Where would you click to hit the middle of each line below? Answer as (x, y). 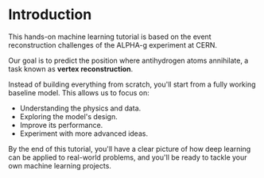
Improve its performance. (61, 125)
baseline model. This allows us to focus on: (79, 92)
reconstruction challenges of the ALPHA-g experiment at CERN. (113, 44)
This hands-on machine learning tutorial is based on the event (110, 37)
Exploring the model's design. (68, 116)
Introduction (50, 15)
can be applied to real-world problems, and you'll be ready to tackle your (128, 157)
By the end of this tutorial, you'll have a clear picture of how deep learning (130, 149)
